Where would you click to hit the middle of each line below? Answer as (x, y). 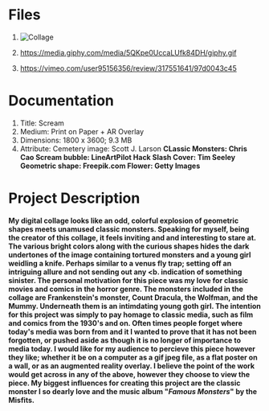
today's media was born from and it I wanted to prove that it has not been (132, 331)
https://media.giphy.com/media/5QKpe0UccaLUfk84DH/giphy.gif (128, 52)
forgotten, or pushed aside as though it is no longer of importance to (125, 340)
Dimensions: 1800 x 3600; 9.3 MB (76, 140)
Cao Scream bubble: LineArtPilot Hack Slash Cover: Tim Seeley (128, 157)
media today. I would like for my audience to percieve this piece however (132, 348)
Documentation (61, 101)
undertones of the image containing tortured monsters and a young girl (130, 254)
